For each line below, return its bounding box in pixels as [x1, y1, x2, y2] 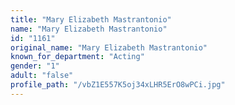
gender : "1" [10, 61, 60, 71]
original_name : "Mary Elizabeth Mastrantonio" [10, 42, 208, 53]
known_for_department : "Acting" [10, 52, 145, 62]
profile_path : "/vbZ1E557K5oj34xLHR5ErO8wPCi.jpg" [10, 80, 226, 90]
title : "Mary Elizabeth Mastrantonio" [10, 14, 172, 25]
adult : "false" [10, 71, 74, 81]
